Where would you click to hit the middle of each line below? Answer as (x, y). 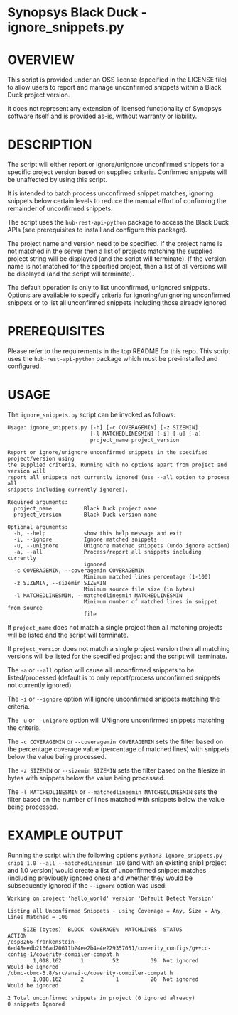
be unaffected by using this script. (58, 180)
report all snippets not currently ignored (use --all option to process (119, 477)
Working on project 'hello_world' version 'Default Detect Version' (111, 898)
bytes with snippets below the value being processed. (86, 778)
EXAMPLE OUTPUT (65, 836)
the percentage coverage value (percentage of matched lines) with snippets (119, 749)
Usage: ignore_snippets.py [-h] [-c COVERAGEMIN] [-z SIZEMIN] (103, 427)
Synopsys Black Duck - (77, 12)
